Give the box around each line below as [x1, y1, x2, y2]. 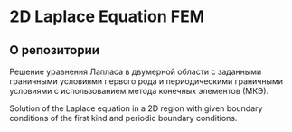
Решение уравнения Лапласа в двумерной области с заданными [9, 66, 262, 77]
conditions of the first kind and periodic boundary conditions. [9, 113, 238, 123]
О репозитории [9, 42, 100, 58]
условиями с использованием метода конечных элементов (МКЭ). [9, 86, 269, 96]
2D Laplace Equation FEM [9, 6, 205, 27]
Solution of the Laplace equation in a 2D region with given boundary [9, 103, 263, 114]
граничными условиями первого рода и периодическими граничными [9, 76, 283, 87]
